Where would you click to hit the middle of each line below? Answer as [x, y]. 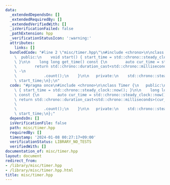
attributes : [23, 43]
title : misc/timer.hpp [29, 175]
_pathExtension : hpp [31, 33]
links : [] [25, 48]
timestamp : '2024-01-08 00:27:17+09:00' [53, 137]
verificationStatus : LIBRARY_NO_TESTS [51, 142]
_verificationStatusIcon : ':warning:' [51, 39]
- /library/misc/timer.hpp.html [39, 170]
